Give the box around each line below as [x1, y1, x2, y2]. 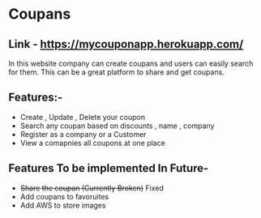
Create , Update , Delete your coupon [19, 112, 146, 122]
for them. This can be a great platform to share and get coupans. [8, 67, 225, 77]
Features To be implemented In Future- [8, 161, 209, 175]
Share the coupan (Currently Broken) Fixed [19, 183, 165, 193]
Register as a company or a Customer [19, 129, 147, 139]
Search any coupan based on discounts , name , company [19, 121, 215, 130]
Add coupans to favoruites [19, 191, 109, 201]
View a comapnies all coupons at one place [19, 138, 166, 147]
